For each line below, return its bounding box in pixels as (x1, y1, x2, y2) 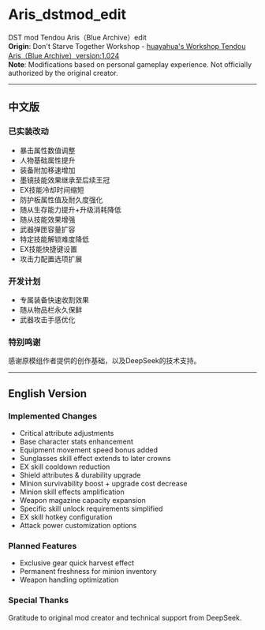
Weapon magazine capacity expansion (19, 495, 146, 504)
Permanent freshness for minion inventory (19, 567, 157, 576)
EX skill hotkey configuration (19, 512, 113, 522)
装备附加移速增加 (19, 165, 76, 174)
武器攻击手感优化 (19, 314, 76, 324)
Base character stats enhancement (19, 437, 134, 446)
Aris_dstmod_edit (8, 6, 126, 24)
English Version (8, 387, 88, 400)
